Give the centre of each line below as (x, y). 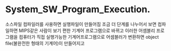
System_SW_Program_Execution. (78, 9)
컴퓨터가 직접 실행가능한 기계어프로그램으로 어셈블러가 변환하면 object (89, 37)
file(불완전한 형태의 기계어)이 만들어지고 (45, 43)
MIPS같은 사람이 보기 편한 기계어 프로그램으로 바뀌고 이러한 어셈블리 (87, 30)
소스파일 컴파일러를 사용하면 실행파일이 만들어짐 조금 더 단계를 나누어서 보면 (81, 24)
